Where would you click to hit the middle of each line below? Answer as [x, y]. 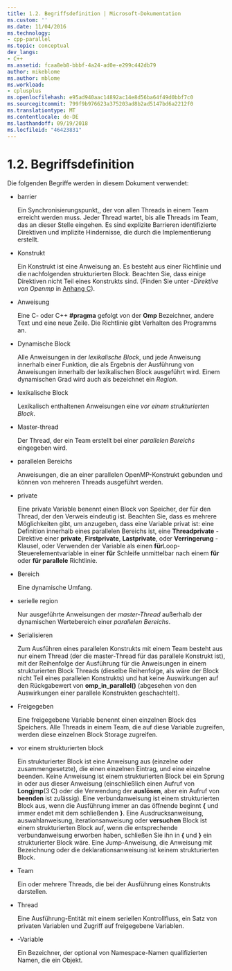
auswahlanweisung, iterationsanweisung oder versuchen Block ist [112, 820]
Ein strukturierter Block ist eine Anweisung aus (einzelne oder [105, 761]
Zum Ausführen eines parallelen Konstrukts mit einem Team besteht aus [120, 649]
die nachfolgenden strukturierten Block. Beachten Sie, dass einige [111, 274]
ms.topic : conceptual [38, 46]
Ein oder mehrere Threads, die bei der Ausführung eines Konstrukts [114, 884]
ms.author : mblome [34, 78]
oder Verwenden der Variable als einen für [102, 546]
